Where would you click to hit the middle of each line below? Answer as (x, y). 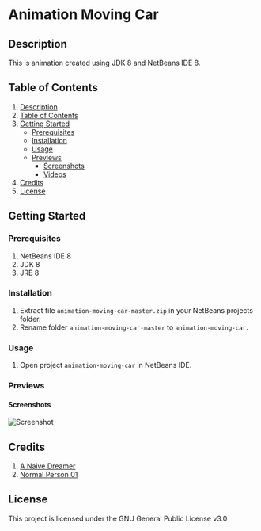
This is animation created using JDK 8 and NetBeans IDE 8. (104, 63)
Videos (55, 174)
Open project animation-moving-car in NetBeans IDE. (106, 365)
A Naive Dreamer (47, 466)
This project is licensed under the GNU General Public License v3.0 (118, 518)
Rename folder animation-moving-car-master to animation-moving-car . (134, 327)
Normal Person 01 (49, 475)
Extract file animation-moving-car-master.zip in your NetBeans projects (136, 310)
